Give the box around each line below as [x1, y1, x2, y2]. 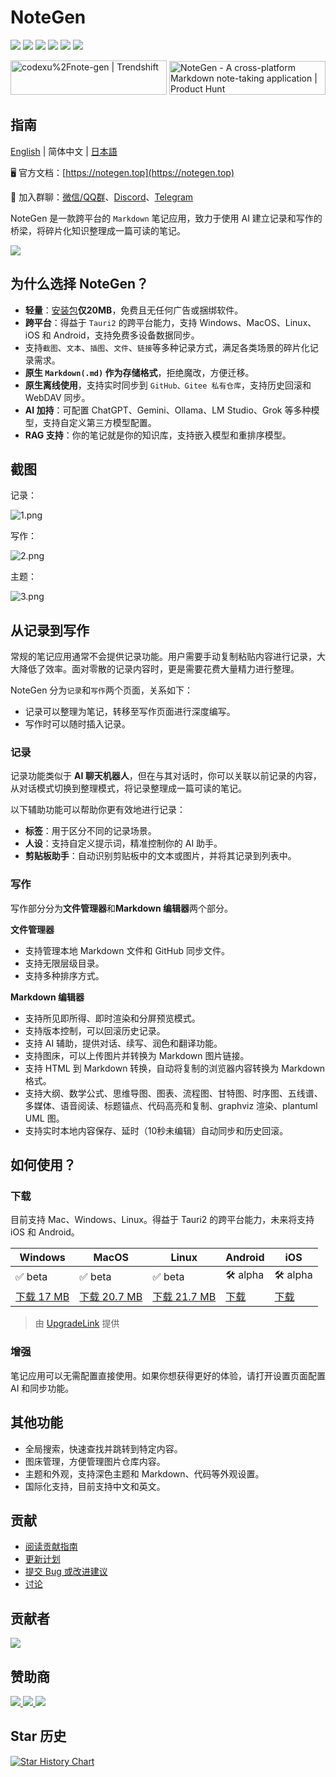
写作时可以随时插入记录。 [24, 718, 131, 730]
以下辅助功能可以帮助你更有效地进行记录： [10, 804, 186, 816]
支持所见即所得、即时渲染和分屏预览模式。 [24, 1012, 201, 1024]
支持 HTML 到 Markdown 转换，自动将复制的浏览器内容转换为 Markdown [24, 1062, 326, 1074]
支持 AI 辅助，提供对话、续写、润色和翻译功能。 [24, 1037, 223, 1049]
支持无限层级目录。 [24, 957, 105, 969]
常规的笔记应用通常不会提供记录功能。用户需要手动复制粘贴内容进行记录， [10, 651, 317, 663]
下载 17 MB [15, 1290, 70, 1304]
